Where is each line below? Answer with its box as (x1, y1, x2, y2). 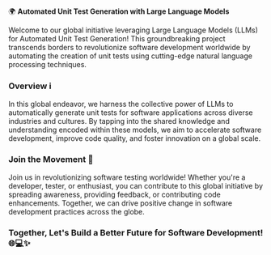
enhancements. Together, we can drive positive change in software (8, 198, 233, 208)
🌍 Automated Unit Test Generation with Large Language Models (8, 6, 230, 16)
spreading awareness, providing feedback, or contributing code (8, 189, 221, 199)
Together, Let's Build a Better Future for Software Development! (8, 227, 264, 238)
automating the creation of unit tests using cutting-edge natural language (8, 51, 253, 61)
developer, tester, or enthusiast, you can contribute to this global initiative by (8, 181, 264, 190)
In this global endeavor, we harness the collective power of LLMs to (8, 100, 234, 109)
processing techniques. (8, 60, 87, 69)
